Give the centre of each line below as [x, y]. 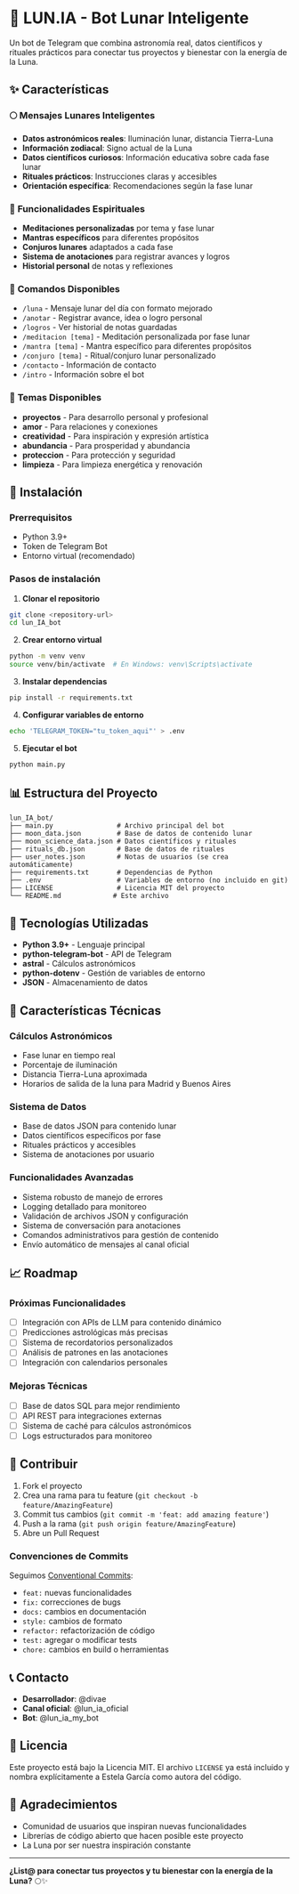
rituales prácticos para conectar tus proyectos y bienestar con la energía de [148, 52]
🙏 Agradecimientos [64, 1805]
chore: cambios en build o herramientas [95, 1649]
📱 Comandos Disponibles [65, 288]
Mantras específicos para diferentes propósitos [110, 237]
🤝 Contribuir [44, 1465]
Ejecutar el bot [49, 748]
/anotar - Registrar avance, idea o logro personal [112, 318]
